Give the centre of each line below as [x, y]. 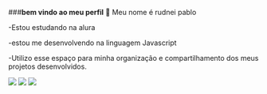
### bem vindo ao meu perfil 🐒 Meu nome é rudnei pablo [102, 12]
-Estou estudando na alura [52, 27]
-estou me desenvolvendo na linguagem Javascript [92, 43]
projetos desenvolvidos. [48, 66]
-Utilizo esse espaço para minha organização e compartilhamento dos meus [133, 58]
